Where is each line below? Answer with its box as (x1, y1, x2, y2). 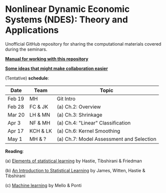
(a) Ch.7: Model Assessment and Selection (56, 135, 157, 142)
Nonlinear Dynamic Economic (5, 3, 130, 15)
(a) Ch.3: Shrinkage (56, 111, 103, 118)
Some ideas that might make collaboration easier (5, 65, 108, 71)
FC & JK (29, 103, 49, 110)
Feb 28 (7, 103, 24, 110)
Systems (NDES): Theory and (5, 14, 128, 25)
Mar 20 (7, 111, 25, 118)
